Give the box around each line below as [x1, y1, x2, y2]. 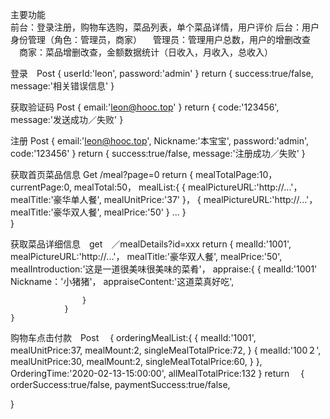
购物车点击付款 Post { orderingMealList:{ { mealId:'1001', [10, 332, 257, 343]
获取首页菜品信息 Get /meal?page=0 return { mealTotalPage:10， [10, 169, 278, 180]
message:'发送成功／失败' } [10, 114, 124, 125]
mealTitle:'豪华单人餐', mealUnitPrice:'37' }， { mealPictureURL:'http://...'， [10, 194, 318, 205]
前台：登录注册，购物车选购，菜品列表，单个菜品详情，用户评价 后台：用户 [10, 21, 320, 33]
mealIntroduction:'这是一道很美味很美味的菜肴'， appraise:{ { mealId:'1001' [10, 263, 318, 275]
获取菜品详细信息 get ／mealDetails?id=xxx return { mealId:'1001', [10, 238, 292, 250]
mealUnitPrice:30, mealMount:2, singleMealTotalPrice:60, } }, [10, 356, 263, 367]
